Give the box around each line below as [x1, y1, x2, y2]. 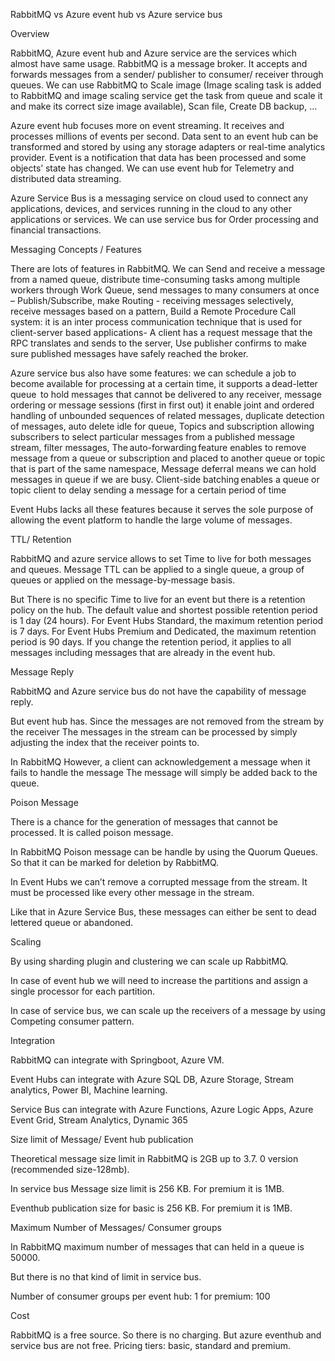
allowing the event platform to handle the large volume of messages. [10, 514, 293, 526]
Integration [10, 1035, 55, 1046]
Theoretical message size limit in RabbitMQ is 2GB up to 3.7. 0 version [10, 1153, 299, 1164]
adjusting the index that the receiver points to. [10, 737, 200, 748]
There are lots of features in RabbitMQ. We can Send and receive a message [10, 263, 326, 274]
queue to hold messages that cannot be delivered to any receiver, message [10, 389, 322, 400]
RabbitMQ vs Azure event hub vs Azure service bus [10, 9, 223, 20]
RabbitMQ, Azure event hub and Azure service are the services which [10, 47, 297, 59]
